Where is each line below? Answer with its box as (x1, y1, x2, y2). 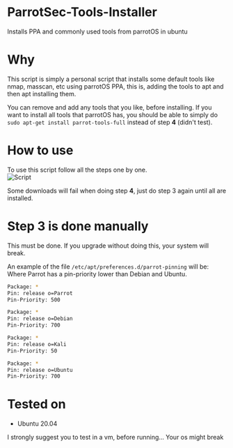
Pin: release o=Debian (7, 315, 73, 322)
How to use (7, 142, 74, 158)
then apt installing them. (7, 89, 77, 98)
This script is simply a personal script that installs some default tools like (7, 75, 215, 83)
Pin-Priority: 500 (7, 296, 61, 304)
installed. (7, 193, 33, 202)
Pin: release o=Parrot (7, 290, 73, 297)
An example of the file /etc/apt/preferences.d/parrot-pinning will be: (7, 262, 209, 271)
